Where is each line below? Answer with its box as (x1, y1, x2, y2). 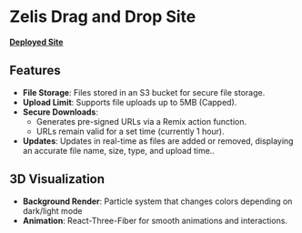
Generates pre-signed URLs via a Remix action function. (35, 116, 247, 127)
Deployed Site (9, 36, 64, 47)
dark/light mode (22, 205, 84, 216)
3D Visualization (9, 171, 106, 187)
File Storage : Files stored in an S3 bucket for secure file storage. (22, 86, 266, 97)
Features (9, 63, 61, 78)
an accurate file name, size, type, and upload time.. (22, 145, 216, 156)
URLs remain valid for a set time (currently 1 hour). (35, 126, 225, 137)
